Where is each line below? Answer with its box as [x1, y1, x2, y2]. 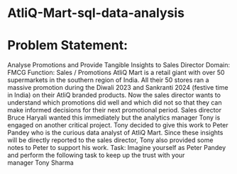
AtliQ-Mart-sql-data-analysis [7, 5, 184, 21]
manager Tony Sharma [7, 158, 75, 167]
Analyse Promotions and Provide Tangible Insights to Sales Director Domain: [7, 61, 231, 69]
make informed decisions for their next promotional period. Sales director [7, 106, 222, 115]
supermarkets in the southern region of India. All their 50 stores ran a [7, 76, 209, 84]
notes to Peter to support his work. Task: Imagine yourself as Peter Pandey [7, 144, 226, 152]
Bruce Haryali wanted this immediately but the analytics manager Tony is [7, 113, 221, 122]
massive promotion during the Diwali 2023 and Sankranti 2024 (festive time [7, 83, 228, 92]
